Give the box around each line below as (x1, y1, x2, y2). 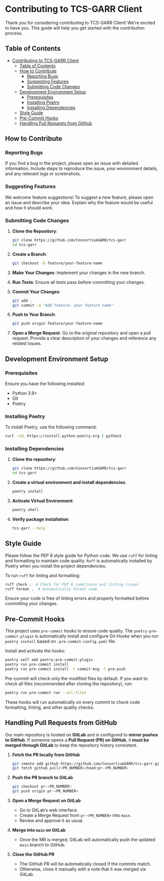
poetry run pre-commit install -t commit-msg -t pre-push (5, 667, 126, 671)
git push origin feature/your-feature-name (12, 321, 103, 326)
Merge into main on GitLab (12, 827, 66, 833)
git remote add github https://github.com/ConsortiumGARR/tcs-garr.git (12, 761, 162, 766)
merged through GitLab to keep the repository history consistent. (5, 742, 138, 748)
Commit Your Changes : (12, 289, 61, 295)
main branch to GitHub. (19, 842, 66, 848)
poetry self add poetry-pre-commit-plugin (5, 658, 93, 663)
